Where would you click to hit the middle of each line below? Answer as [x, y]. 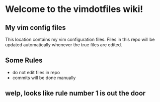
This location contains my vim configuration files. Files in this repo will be [80, 39]
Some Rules [24, 60]
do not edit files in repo [36, 72]
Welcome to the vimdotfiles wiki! [74, 9]
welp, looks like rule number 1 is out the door [75, 93]
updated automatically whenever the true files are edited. [64, 45]
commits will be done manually [44, 78]
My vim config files [36, 28]
